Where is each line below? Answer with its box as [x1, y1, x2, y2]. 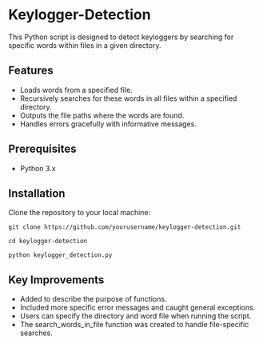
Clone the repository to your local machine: [8, 208, 151, 218]
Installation [8, 186, 66, 200]
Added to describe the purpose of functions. [19, 294, 167, 304]
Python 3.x [19, 163, 56, 173]
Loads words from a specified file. [19, 85, 133, 94]
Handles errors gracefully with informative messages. [19, 118, 197, 129]
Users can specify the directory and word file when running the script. [19, 311, 252, 321]
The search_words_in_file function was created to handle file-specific [19, 320, 249, 330]
